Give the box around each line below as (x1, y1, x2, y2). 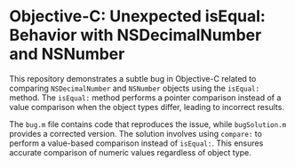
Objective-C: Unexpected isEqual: (9, 6, 267, 27)
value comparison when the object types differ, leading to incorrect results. (9, 101, 284, 112)
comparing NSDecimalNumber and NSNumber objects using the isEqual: (9, 83, 260, 93)
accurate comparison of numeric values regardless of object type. (9, 147, 251, 157)
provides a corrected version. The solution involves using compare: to (9, 128, 262, 139)
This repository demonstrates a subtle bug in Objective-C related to (9, 73, 257, 83)
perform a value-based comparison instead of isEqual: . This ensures (9, 138, 264, 148)
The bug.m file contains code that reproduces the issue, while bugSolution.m (9, 118, 287, 130)
